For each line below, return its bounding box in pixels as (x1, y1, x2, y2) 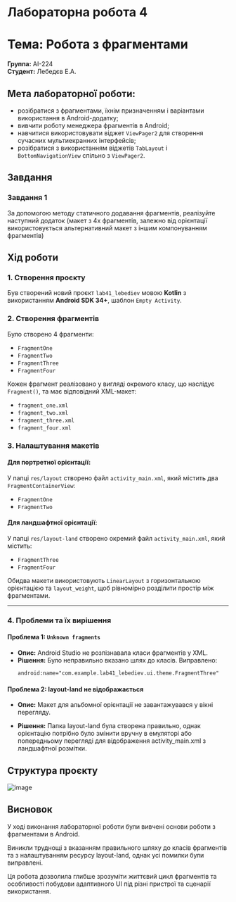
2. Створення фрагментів (7, 314, 100, 324)
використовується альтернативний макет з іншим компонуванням (7, 223, 207, 232)
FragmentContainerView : (7, 481, 76, 489)
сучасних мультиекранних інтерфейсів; (17, 136, 136, 144)
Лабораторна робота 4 (7, 4, 148, 20)
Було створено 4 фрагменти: (7, 330, 94, 338)
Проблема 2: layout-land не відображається (7, 684, 144, 694)
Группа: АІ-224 (7, 60, 53, 68)
